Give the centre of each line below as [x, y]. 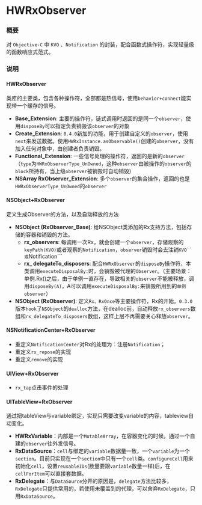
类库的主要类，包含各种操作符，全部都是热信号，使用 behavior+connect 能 [96, 98]
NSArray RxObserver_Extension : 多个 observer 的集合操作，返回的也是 [103, 179]
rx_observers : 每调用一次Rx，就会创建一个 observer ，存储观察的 [104, 242]
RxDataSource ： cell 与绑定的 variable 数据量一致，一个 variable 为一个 [103, 451]
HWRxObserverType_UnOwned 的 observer [61, 186]
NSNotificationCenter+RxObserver [51, 330]
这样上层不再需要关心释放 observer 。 [148, 316]
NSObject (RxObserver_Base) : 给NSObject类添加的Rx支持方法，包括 [101, 227]
